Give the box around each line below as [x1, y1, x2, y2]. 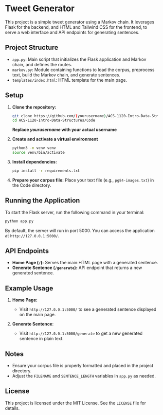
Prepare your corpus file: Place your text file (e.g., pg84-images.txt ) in [12, 177, 154, 183]
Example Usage [5, 284, 54, 292]
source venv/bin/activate [12, 150, 65, 155]
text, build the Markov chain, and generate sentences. [12, 72, 121, 78]
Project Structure [5, 43, 58, 52]
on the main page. [19, 312, 56, 318]
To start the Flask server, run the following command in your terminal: [5, 209, 145, 215]
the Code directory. [12, 182, 51, 188]
